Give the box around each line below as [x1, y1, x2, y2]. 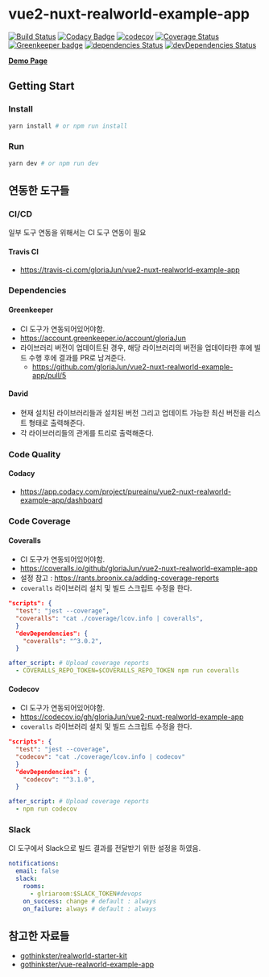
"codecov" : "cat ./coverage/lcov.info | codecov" [15, 752, 185, 760]
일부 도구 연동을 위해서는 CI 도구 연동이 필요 [8, 228, 147, 238]
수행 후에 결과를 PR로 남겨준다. [28, 352, 126, 362]
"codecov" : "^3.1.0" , [23, 775, 95, 784]
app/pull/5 [31, 370, 67, 380]
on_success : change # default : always [23, 897, 157, 905]
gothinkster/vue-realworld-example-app [19, 959, 155, 970]
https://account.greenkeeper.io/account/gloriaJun [19, 333, 187, 343]
